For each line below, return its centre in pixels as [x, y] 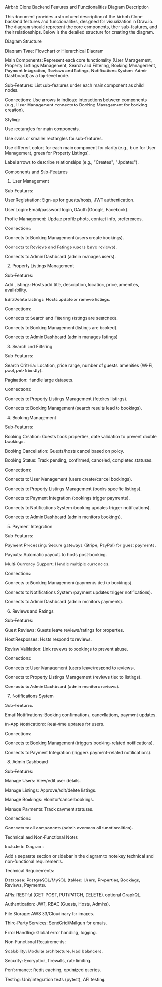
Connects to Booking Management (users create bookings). [65, 238]
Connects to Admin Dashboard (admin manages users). [60, 256]
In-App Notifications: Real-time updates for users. [55, 724]
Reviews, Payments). [26, 885]
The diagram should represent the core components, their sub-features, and [81, 27]
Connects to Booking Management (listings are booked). [61, 327]
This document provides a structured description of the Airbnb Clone [74, 16]
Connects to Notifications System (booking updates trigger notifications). [78, 507]
